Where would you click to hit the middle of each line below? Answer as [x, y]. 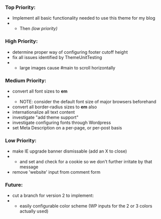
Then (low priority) [38, 29]
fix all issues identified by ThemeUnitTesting [57, 57]
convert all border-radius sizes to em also [54, 107]
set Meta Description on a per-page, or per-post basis [67, 127]
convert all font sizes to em [40, 91]
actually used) [34, 211]
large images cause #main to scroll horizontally [67, 67]
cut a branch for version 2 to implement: [53, 195]
